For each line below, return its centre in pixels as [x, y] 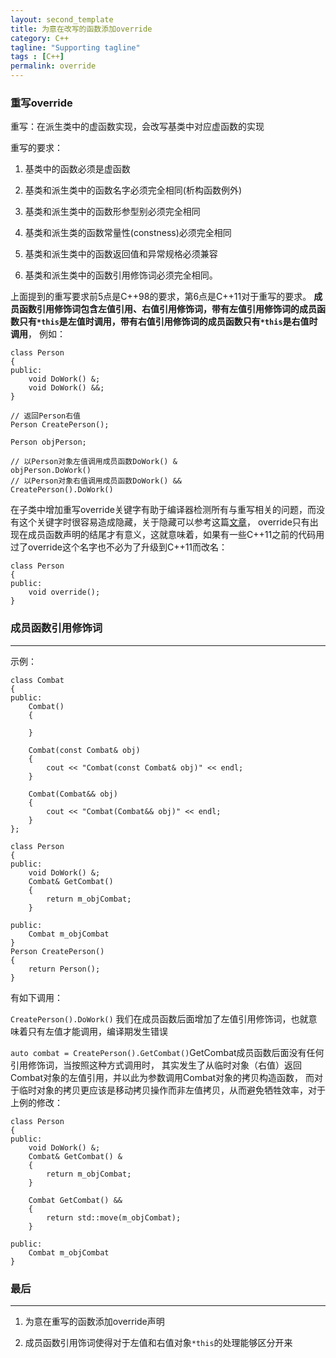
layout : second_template [62, 19]
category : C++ [40, 38]
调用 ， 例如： [38, 334]
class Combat [37, 680]
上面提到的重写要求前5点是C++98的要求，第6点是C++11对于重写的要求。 [161, 297]
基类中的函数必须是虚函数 [77, 169]
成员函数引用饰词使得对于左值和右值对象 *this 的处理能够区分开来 [158, 1342]
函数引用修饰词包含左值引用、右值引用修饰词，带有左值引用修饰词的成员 [167, 309]
